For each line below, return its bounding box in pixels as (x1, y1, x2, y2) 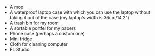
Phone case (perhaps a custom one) (9, 31, 85, 36)
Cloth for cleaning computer (9, 41, 68, 47)
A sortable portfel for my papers (9, 25, 76, 31)
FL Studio (9, 47, 30, 52)
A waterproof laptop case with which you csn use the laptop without (9, 9, 151, 15)
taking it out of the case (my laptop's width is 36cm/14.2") (9, 15, 129, 20)
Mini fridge (9, 36, 32, 42)
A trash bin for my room (9, 20, 59, 26)
